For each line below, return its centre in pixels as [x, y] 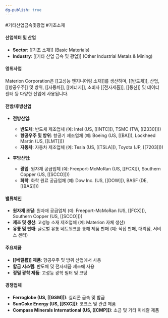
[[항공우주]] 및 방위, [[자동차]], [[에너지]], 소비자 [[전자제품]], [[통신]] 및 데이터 [82, 87]
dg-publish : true [23, 10]
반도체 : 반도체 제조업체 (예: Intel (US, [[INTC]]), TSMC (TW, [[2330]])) [91, 129]
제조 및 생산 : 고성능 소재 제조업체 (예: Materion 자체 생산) [69, 222]
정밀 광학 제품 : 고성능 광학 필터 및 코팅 [50, 272]
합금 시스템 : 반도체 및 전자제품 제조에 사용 [53, 266]
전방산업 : [21, 118]
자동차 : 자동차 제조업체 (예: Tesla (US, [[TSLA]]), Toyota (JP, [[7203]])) [92, 147]
